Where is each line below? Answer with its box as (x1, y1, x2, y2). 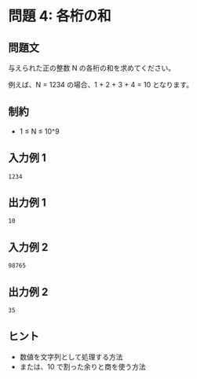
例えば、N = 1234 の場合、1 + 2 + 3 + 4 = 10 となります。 (8, 80, 194, 89)
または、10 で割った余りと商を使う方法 (19, 362, 147, 371)
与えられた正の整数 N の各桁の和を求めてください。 (8, 64, 176, 72)
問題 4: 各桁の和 (8, 7, 111, 25)
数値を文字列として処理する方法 (19, 351, 123, 362)
